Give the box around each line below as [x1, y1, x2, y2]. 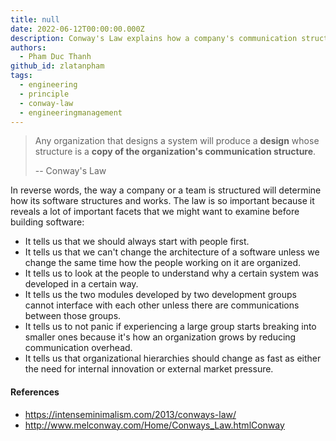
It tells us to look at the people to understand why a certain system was [24, 267, 319, 280]
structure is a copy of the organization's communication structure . [34, 146, 317, 158]
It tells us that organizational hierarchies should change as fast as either [24, 352, 322, 365]
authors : [10, 42, 47, 53]
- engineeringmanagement [19, 107, 123, 118]
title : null [10, 14, 60, 25]
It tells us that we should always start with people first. [24, 236, 250, 248]
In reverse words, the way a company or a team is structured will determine [10, 184, 322, 196]
